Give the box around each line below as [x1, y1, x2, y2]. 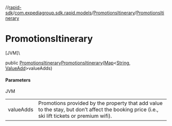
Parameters [5, 77, 31, 83]
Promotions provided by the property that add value [38, 99, 163, 107]
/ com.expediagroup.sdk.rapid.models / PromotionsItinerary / [12, 10, 137, 16]
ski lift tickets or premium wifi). [38, 112, 112, 119]
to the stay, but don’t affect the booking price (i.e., [38, 106, 159, 113]
